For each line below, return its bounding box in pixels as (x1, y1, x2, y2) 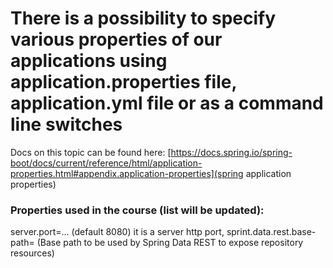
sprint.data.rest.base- (226, 226, 317, 238)
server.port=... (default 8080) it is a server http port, (10, 226, 225, 238)
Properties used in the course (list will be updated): (10, 203, 265, 217)
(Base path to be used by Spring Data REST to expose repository (36, 237, 304, 249)
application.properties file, (10, 71, 237, 94)
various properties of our (10, 28, 223, 51)
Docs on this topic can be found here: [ (10, 146, 172, 158)
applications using (10, 50, 168, 72)
